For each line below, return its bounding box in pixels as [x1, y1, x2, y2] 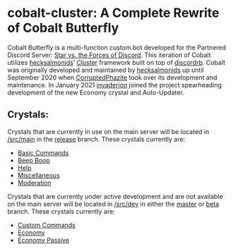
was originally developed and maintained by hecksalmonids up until [7, 66, 204, 74]
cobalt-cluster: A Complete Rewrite [7, 5, 220, 21]
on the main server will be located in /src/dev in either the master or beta [7, 200, 220, 208]
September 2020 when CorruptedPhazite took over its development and [7, 73, 217, 82]
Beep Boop [17, 156, 51, 164]
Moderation [17, 178, 52, 187]
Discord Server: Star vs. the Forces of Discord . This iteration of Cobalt [7, 51, 211, 59]
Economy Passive [17, 235, 69, 244]
